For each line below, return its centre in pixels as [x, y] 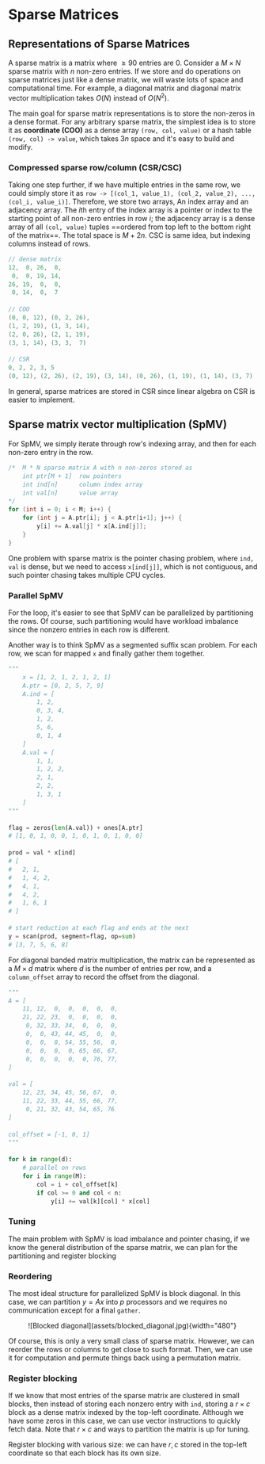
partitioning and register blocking [62, 1256]
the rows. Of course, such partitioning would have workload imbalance [123, 621]
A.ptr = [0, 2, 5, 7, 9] [63, 686]
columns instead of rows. [49, 243]
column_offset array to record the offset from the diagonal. [104, 977]
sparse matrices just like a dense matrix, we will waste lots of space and [126, 80]
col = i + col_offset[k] [78, 1184]
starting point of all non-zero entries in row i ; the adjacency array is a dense [132, 218]
